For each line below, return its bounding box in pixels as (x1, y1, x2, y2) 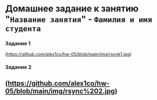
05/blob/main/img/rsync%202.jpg (5, 87, 115, 95)
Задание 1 (5, 40, 31, 47)
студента (5, 24, 41, 34)
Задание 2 (5, 64, 32, 71)
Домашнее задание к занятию (5, 3, 139, 14)
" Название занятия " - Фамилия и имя (5, 13, 153, 25)
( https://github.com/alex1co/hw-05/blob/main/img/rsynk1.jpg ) (5, 51, 132, 57)
